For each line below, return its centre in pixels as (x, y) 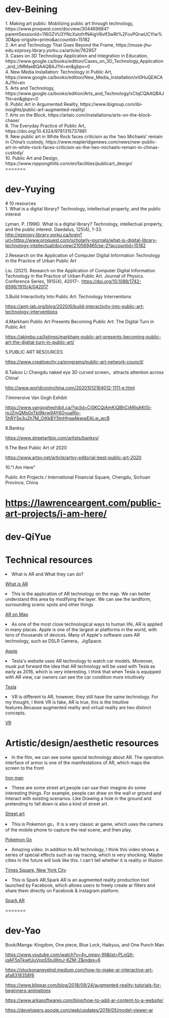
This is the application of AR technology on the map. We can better (81, 594)
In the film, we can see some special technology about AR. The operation (88, 757)
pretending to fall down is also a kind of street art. (57, 804)
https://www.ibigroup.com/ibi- (111, 104)
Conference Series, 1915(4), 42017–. (43, 281)
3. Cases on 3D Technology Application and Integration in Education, (77, 56)
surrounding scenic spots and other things (49, 605)
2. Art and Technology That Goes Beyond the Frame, (60, 45)
